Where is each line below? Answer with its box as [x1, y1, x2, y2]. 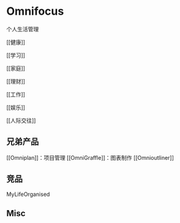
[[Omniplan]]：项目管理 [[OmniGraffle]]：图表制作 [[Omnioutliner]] [6, 154, 174, 161]
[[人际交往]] [6, 117, 36, 124]
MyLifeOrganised [6, 190, 50, 198]
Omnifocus [6, 4, 65, 18]
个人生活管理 [6, 25, 39, 33]
